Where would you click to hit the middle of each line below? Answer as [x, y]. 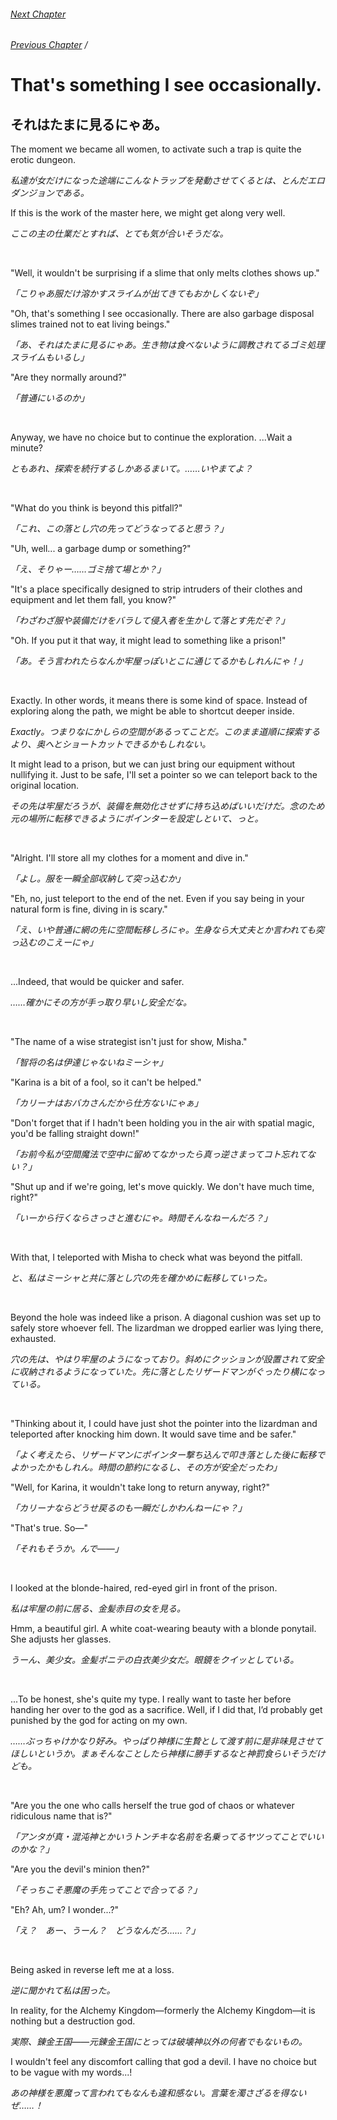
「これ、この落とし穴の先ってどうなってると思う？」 [119, 529]
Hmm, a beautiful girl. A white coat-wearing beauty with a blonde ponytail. [163, 1629]
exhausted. [33, 1339]
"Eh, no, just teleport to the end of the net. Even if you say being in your [157, 899]
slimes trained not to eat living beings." [90, 324]
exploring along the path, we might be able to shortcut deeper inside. [152, 711]
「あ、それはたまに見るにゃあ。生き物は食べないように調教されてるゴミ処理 [167, 345]
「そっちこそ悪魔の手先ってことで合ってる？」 [106, 1890]
